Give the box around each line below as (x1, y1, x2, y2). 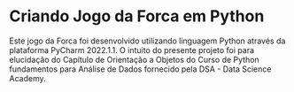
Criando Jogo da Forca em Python (9, 6, 265, 27)
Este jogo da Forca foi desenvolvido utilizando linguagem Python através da (9, 35, 286, 46)
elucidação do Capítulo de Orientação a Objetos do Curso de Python (9, 54, 259, 65)
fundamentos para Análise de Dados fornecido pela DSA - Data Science (9, 64, 272, 74)
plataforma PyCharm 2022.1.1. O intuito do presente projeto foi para (9, 44, 255, 55)
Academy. (9, 73, 46, 83)
